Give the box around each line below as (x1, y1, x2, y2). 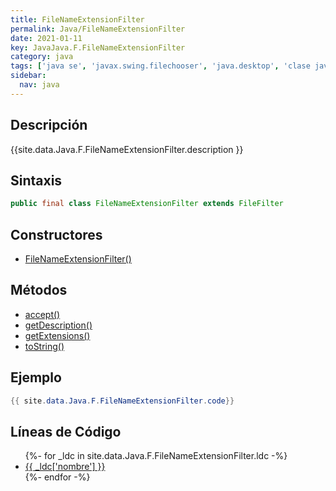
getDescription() (24, 319, 93, 331)
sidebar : (10, 71, 47, 81)
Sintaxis (10, 172, 63, 189)
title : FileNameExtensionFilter (10, 14, 145, 25)
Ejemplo (10, 369, 62, 386)
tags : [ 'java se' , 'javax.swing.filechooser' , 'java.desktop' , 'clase (10, 61, 311, 71)
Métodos (10, 282, 68, 299)
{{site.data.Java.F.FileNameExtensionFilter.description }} (10, 143, 244, 155)
